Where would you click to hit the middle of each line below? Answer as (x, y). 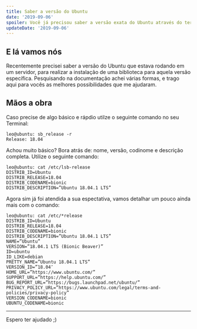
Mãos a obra (29, 103)
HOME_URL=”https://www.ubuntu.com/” (51, 272)
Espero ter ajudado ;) (31, 319)
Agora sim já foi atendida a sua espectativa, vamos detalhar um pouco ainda (98, 199)
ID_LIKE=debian (25, 257)
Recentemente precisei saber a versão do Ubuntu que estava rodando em (95, 66)
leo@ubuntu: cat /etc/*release (44, 216)
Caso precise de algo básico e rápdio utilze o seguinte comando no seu (93, 117)
